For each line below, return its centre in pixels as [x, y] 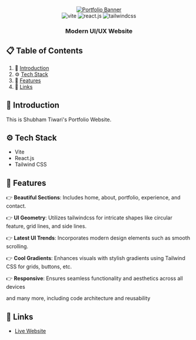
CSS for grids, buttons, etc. [39, 266]
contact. [16, 206]
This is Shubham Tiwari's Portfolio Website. [59, 119]
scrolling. [17, 246]
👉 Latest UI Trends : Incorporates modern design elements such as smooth [98, 238]
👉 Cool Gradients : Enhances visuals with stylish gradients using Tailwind [96, 258]
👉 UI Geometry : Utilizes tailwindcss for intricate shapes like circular [89, 218]
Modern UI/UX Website [99, 31]
